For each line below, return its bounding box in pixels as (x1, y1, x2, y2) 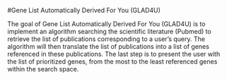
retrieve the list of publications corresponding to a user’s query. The (7, 35, 205, 43)
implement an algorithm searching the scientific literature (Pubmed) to (7, 28, 212, 35)
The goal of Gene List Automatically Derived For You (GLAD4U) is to (7, 20, 206, 28)
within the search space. (7, 65, 79, 73)
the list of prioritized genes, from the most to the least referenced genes (7, 57, 218, 66)
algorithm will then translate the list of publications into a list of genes (7, 42, 210, 50)
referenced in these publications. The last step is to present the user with (7, 50, 221, 58)
